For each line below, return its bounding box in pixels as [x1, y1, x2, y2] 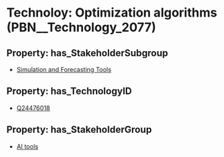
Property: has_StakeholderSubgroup [6, 47, 169, 59]
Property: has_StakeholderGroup [6, 124, 152, 136]
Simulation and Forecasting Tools [16, 66, 112, 73]
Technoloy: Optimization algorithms [6, 5, 218, 21]
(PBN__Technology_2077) [6, 19, 156, 35]
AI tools [16, 142, 39, 150]
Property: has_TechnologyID [6, 85, 132, 98]
